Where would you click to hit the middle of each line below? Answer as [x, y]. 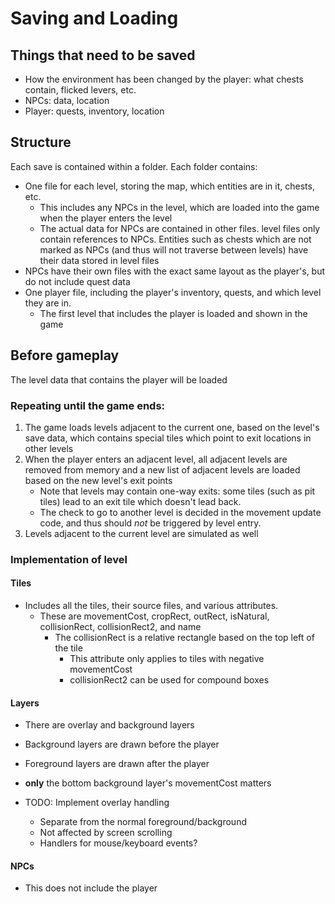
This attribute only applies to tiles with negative [167, 659]
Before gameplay [65, 355]
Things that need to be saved [103, 55]
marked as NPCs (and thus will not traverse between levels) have [174, 249]
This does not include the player [91, 888]
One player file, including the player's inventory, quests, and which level [173, 292]
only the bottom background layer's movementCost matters [148, 783]
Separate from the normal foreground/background [143, 822]
